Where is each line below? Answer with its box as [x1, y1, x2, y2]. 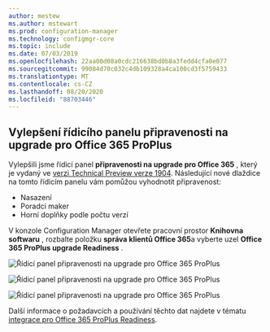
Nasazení [20, 193, 52, 203]
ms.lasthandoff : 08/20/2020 [8, 87, 104, 96]
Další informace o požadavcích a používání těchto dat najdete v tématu [8, 306, 246, 316]
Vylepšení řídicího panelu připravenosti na [8, 125, 229, 139]
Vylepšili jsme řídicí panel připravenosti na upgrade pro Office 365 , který [8, 159, 258, 169]
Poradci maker [20, 201, 70, 212]
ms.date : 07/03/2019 [8, 50, 79, 58]
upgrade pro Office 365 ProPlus [8, 138, 172, 151]
